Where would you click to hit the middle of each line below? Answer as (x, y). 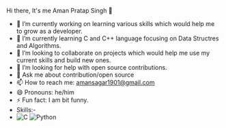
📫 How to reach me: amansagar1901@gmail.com (85, 82)
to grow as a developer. (49, 31)
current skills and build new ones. (63, 60)
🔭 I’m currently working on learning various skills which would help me (115, 24)
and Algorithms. (39, 46)
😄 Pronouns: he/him (45, 92)
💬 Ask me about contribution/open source (75, 75)
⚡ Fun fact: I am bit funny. (52, 100)
